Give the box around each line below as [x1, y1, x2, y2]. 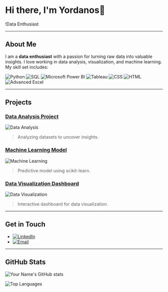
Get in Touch [5, 220, 46, 229]
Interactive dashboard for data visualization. [17, 201, 108, 207]
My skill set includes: [5, 64, 48, 70]
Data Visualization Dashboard [5, 180, 79, 187]
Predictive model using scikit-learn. [17, 167, 91, 174]
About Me [5, 40, 36, 49]
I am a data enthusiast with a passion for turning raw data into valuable [5, 53, 152, 59]
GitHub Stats [5, 258, 46, 267]
